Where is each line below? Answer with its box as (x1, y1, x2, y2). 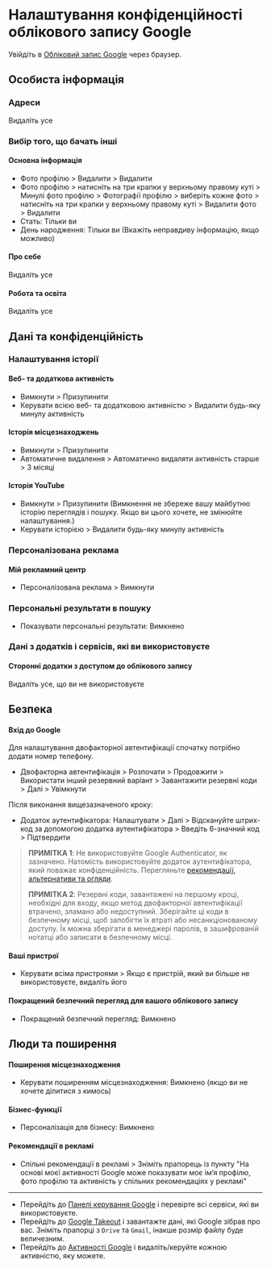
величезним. (19, 1233, 65, 1243)
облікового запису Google (8, 23, 192, 41)
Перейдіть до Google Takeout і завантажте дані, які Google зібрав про (19, 1216, 261, 1226)
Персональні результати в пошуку (8, 603, 152, 614)
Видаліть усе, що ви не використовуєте (8, 679, 145, 689)
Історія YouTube (8, 481, 65, 490)
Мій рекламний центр (8, 565, 86, 574)
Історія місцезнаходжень (8, 428, 99, 437)
